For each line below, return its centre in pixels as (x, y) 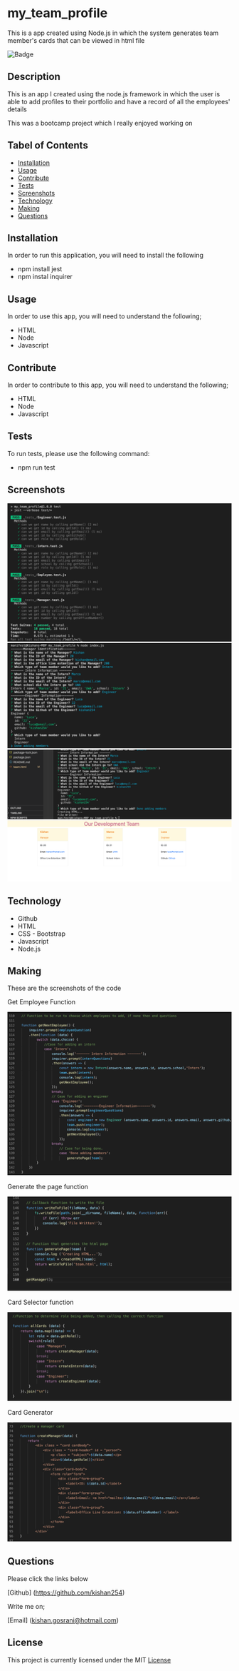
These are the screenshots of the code (64, 988)
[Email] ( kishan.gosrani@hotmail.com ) (63, 1620)
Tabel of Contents (48, 145)
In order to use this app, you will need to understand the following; (105, 316)
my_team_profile (58, 13)
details (17, 109)
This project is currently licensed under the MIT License (89, 1660)
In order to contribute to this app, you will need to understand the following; (118, 385)
